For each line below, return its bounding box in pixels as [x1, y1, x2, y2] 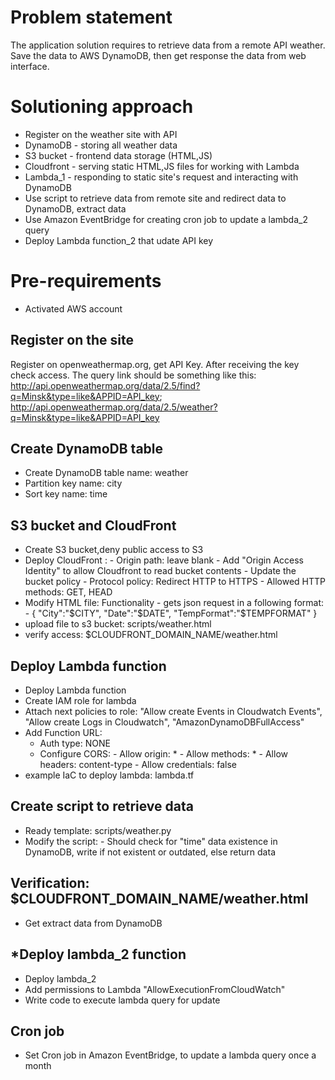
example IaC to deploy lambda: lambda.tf [24, 769, 195, 781]
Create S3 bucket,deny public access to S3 [24, 544, 204, 556]
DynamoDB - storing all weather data [24, 139, 178, 151]
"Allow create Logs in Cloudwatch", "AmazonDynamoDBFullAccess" [24, 716, 305, 728]
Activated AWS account [24, 302, 123, 315]
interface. [10, 60, 50, 72]
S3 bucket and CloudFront [10, 517, 177, 534]
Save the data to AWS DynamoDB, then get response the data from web [10, 49, 307, 61]
